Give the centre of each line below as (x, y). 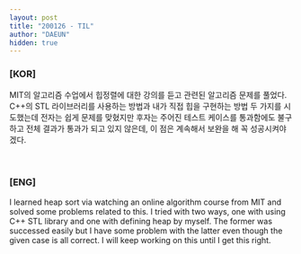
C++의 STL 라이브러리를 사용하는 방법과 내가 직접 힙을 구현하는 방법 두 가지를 (146, 106)
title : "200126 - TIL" (52, 26)
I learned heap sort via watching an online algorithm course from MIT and (146, 202)
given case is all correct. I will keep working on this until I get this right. (140, 240)
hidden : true (34, 43)
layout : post (34, 18)
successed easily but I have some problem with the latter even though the (146, 231)
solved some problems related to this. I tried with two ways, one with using (147, 211)
